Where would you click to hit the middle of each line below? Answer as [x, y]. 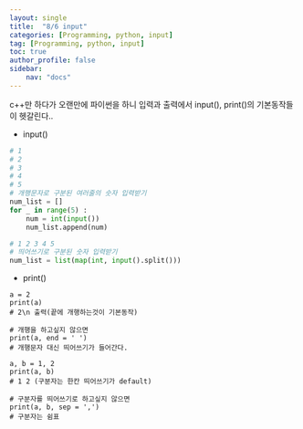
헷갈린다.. [36, 116]
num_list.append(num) [67, 227]
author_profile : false [52, 60]
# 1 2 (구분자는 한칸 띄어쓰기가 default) [81, 382]
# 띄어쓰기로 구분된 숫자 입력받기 [63, 252]
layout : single [38, 18]
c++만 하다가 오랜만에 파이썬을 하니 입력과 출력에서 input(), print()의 [132, 104]
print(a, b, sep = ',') [55, 407]
